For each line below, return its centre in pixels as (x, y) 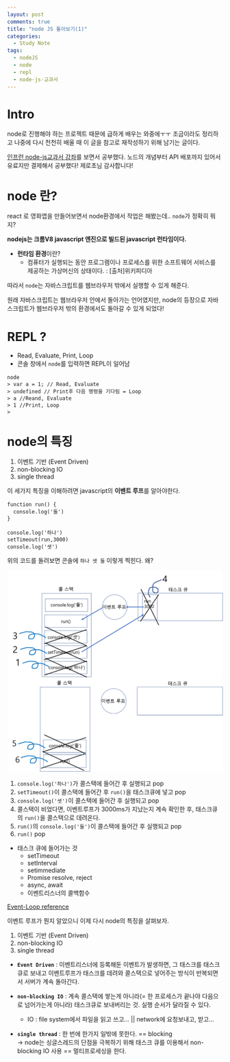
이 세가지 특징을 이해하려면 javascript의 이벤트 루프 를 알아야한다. (94, 491)
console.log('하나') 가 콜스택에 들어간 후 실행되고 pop (90, 783)
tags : (15, 51)
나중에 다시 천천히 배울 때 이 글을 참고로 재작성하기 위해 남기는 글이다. (107, 142)
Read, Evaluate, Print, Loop (55, 355)
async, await (45, 885)
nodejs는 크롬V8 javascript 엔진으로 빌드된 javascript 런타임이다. (97, 239)
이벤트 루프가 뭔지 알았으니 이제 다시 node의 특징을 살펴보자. (88, 921)
